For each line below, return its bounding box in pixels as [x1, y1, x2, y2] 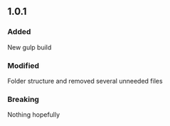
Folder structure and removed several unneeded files [7, 76, 163, 85]
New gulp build [7, 42, 52, 52]
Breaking [7, 94, 39, 104]
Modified [7, 60, 40, 70]
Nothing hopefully [7, 110, 60, 119]
